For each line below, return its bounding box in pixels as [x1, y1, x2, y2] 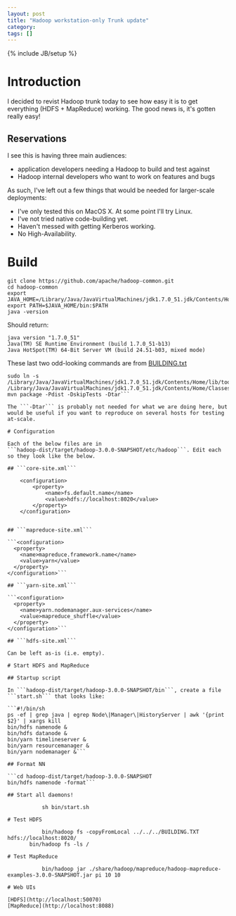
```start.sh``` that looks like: [7, 693, 105, 700]
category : [7, 23, 37, 30]
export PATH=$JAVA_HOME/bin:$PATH [7, 302, 109, 309]
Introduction [7, 74, 81, 90]
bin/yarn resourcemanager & [7, 742, 90, 749]
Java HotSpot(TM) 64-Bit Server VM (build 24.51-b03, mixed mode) [7, 346, 206, 353]
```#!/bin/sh [7, 705, 46, 712]
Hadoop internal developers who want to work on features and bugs [17, 172, 216, 180]
